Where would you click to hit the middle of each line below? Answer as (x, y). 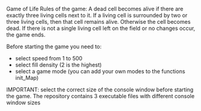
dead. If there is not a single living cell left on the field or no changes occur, (101, 28)
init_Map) (27, 78)
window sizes (23, 102)
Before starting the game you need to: (54, 46)
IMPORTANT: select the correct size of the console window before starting (100, 90)
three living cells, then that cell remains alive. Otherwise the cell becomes (98, 22)
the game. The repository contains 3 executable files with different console (100, 96)
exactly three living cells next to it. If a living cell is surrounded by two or (97, 15)
